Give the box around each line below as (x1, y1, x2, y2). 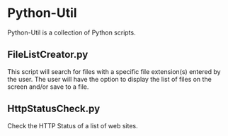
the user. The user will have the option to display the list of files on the (7, 75, 212, 83)
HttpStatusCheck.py (7, 103, 101, 115)
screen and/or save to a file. (7, 82, 89, 91)
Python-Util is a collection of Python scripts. (7, 28, 136, 37)
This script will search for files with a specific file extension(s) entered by (7, 67, 221, 75)
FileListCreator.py (7, 49, 89, 61)
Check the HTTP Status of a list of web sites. (7, 121, 138, 130)
